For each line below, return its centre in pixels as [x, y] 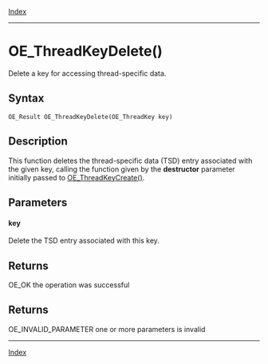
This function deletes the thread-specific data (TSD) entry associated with [130, 160]
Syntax [26, 99]
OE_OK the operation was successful [69, 285]
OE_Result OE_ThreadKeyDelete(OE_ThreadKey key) [91, 117]
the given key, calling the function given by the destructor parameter [122, 169]
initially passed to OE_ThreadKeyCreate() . [77, 177]
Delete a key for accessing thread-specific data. [87, 73]
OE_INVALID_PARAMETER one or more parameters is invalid [107, 329]
